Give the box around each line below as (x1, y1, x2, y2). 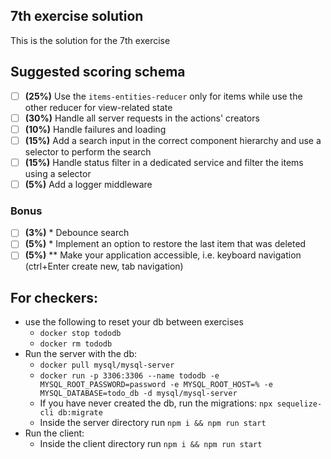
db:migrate (58, 408, 103, 418)
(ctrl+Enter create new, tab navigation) (24, 260, 184, 273)
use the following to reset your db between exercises (24, 316, 244, 328)
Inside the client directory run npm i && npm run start (39, 438, 263, 450)
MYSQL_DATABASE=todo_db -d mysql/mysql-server (39, 389, 238, 399)
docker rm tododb (39, 339, 113, 349)
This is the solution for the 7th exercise (10, 34, 171, 46)
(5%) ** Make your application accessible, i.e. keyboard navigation (24, 249, 302, 261)
